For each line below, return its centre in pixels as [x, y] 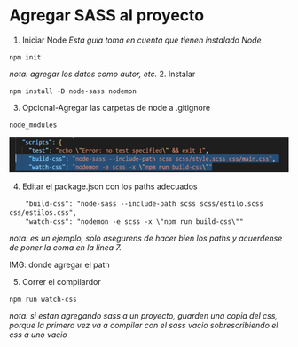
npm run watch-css [43, 299]
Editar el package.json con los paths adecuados [110, 186]
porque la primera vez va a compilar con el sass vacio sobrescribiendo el [144, 325]
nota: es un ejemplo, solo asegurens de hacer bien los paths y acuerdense [146, 238]
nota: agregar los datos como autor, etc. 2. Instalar [102, 74]
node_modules [33, 125]
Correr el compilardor [61, 281]
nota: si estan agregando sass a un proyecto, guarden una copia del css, [143, 315]
